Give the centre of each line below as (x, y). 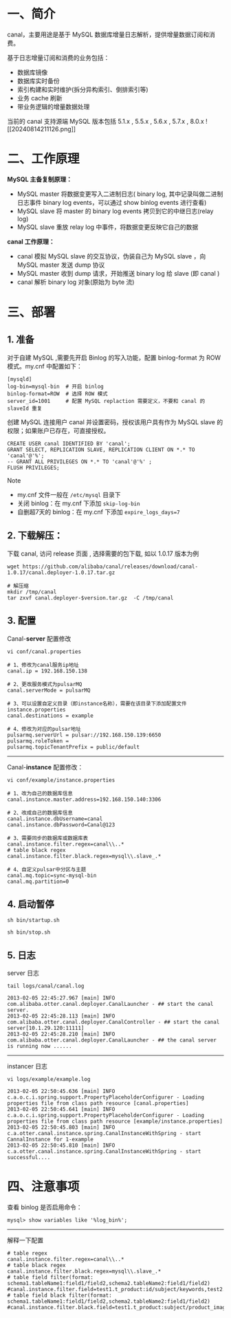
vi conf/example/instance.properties (61, 780)
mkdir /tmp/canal (32, 592)
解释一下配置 (25, 1240)
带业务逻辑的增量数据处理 (53, 107)
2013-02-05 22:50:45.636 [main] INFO (61, 1091)
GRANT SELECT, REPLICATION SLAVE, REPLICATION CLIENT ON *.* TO (101, 450)
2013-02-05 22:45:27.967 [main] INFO (61, 998)
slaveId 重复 (25, 408)
